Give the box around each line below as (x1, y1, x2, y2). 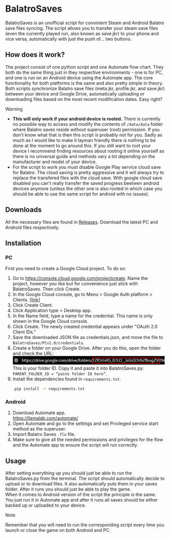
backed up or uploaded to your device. (5, 502, 87, 508)
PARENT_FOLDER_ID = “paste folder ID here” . (12, 371, 107, 377)
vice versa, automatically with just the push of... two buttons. (5, 36, 132, 42)
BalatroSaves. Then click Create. (12, 286, 81, 292)
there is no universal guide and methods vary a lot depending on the (12, 153, 155, 159)
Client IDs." (12, 329, 36, 335)
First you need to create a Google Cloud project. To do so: (5, 266, 126, 272)
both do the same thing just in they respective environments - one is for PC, (5, 69, 163, 75)
